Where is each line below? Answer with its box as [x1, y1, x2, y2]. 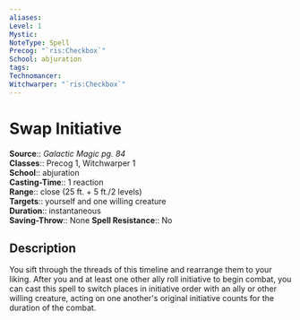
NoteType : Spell [9, 38, 70, 48]
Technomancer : [9, 72, 63, 81]
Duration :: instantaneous [9, 205, 101, 216]
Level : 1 [9, 22, 42, 30]
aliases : [9, 13, 42, 22]
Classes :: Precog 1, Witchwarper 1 [9, 158, 136, 169]
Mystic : [9, 30, 39, 39]
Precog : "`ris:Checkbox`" [9, 47, 106, 56]
